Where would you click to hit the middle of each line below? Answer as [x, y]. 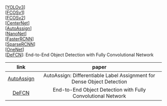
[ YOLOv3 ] [15, 7]
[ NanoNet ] [16, 34]
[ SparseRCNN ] [20, 44]
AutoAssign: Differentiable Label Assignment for [99, 75]
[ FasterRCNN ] [19, 39]
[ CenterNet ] [17, 23]
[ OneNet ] [15, 50]
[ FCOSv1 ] [15, 12]
